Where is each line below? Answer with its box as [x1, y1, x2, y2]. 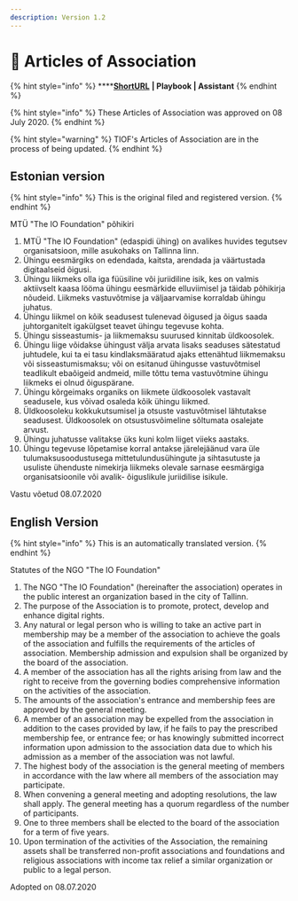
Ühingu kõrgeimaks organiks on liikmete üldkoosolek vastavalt [22, 387, 251, 397]
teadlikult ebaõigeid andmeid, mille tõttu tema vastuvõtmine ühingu [22, 368, 269, 379]
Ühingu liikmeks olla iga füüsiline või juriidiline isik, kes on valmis [22, 274, 260, 285]
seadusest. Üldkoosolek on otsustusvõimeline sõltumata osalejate [22, 415, 264, 426]
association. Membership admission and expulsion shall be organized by [22, 648, 288, 659]
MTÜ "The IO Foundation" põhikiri [10, 219, 135, 230]
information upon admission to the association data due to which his [22, 742, 273, 753]
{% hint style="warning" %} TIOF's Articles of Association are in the [10, 134, 260, 145]
